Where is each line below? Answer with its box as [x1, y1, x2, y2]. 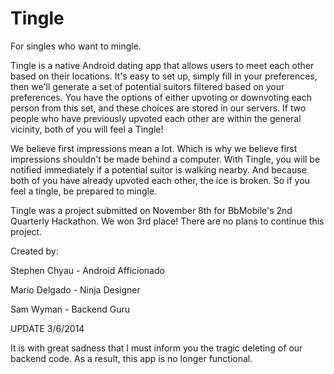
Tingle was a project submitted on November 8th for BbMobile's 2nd [10, 204, 293, 216]
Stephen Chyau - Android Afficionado [10, 264, 165, 276]
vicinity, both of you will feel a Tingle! [10, 123, 164, 135]
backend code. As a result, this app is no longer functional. [10, 352, 253, 364]
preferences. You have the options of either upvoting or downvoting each [10, 91, 312, 103]
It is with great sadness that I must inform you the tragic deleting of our [10, 342, 303, 354]
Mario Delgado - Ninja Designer [10, 283, 141, 296]
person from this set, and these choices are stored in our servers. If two [10, 102, 307, 114]
